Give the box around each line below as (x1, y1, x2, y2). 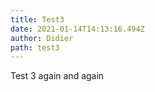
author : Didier (10, 33, 74, 43)
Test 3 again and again (10, 70, 105, 82)
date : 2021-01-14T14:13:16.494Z (10, 24, 145, 34)
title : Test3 (10, 14, 65, 25)
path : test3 (10, 42, 60, 53)
